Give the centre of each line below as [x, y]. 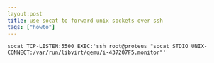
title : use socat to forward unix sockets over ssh [85, 21]
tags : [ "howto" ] [31, 27]
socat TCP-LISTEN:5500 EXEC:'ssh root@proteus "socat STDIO [98, 47]
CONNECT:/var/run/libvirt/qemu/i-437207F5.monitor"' [87, 53]
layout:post [25, 14]
